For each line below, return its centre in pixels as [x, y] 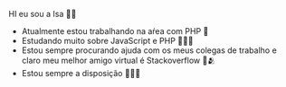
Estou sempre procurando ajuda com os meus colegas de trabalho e [149, 50]
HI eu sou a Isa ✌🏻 [43, 14]
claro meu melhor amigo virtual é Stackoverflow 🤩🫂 [119, 60]
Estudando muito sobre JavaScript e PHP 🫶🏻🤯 [107, 41]
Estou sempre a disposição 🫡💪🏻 [81, 73]
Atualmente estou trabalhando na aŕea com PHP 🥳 [115, 31]
